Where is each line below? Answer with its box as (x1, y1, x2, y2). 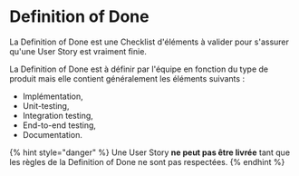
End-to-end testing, (22, 120, 97, 131)
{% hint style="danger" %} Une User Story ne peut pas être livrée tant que (9, 147, 291, 158)
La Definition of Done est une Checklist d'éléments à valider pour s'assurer (9, 36, 290, 47)
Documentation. (22, 129, 83, 140)
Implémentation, (22, 91, 83, 102)
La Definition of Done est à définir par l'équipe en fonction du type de (9, 64, 269, 74)
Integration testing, (22, 110, 93, 121)
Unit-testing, (22, 100, 70, 111)
